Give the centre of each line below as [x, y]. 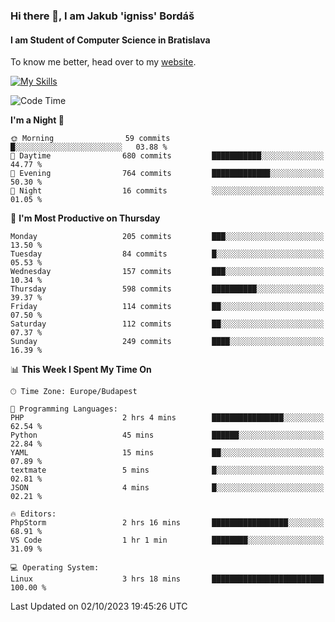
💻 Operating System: [55, 568]
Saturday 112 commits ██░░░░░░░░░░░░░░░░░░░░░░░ [167, 324]
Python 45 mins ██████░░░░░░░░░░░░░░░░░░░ [167, 435]
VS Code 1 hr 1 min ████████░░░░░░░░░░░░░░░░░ [167, 540]
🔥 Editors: [33, 514]
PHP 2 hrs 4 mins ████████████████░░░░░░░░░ [167, 418]
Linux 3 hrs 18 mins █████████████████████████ [167, 579]
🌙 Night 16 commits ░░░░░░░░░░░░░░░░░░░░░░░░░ [167, 191]
